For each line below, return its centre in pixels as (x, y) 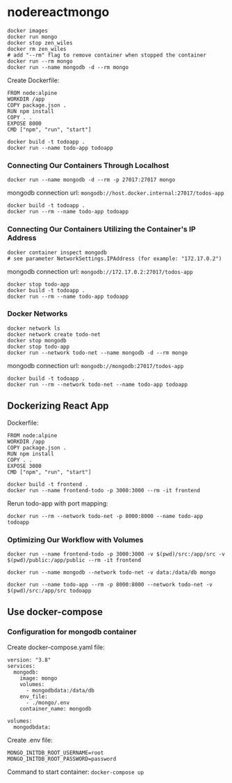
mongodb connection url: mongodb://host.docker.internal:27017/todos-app (116, 193)
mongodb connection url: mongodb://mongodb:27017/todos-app (96, 365)
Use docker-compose (55, 612)
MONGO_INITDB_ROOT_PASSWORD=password (62, 759)
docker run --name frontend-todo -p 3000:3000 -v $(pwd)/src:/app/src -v (116, 554)
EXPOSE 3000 (24, 466)
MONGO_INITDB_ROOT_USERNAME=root (56, 753)
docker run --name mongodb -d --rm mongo (68, 67)
